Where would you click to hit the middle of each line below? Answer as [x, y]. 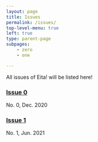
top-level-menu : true [33, 28]
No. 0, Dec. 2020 [27, 105]
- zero [25, 50]
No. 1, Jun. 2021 [26, 133]
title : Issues [23, 17]
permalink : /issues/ [31, 22]
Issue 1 [16, 120]
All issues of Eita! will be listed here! [49, 77]
